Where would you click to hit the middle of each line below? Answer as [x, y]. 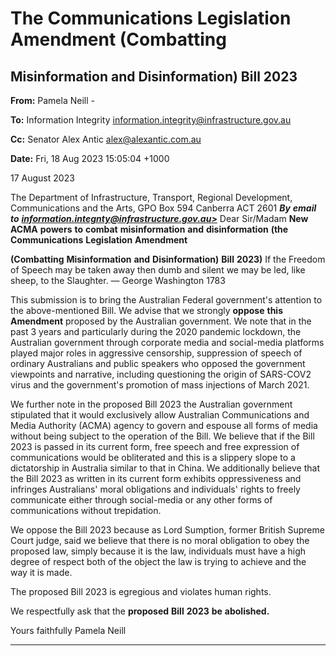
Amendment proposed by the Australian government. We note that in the [161, 321]
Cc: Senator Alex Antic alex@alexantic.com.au [106, 139]
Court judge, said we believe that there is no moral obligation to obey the [160, 540]
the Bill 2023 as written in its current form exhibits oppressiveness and [156, 478]
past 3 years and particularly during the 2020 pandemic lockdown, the [156, 331]
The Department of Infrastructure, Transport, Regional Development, [151, 197]
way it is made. [41, 572]
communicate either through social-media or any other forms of [141, 500]
